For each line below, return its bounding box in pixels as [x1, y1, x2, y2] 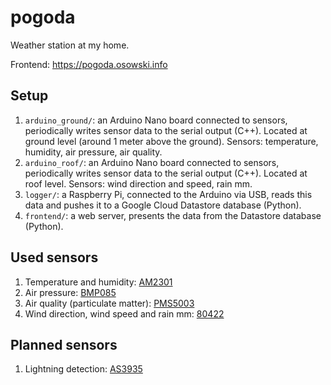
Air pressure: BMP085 [24, 286, 117, 298]
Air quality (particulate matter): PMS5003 [24, 297, 195, 309]
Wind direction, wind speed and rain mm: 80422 [24, 307, 225, 320]
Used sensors [10, 249, 99, 266]
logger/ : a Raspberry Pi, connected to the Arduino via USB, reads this [24, 188, 313, 200]
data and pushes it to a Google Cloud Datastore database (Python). [24, 199, 302, 211]
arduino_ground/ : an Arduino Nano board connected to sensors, [24, 114, 288, 126]
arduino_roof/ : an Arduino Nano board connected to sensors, [24, 156, 280, 168]
